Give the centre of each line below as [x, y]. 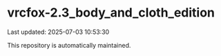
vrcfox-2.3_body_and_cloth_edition [111, 13]
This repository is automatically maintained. [69, 45]
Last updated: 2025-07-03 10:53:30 [58, 32]
